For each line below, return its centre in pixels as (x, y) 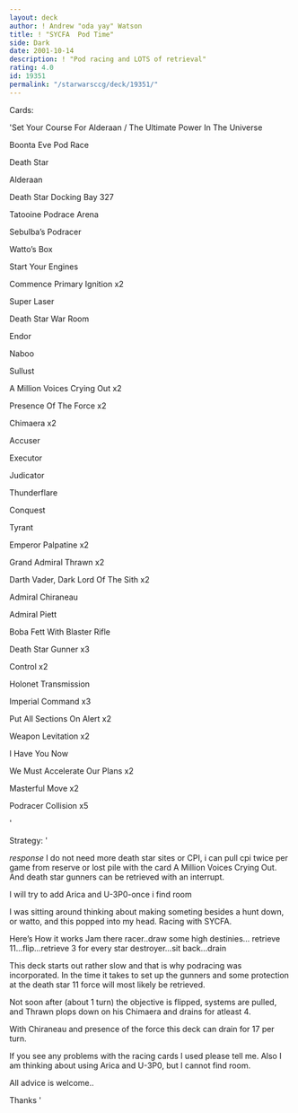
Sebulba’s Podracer (45, 232)
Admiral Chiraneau (44, 597)
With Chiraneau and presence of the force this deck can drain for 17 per (142, 1029)
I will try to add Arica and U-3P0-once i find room (101, 894)
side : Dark (30, 43)
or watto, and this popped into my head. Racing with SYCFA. (121, 921)
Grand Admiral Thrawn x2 (57, 562)
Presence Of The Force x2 (58, 406)
